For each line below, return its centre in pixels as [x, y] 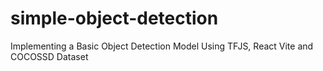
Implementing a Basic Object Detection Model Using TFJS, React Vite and [162, 46]
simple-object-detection [114, 18]
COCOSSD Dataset [49, 56]
